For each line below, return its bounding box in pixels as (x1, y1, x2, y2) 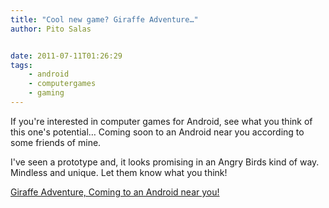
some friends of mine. (10, 136, 102, 148)
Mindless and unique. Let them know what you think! (10, 166, 228, 178)
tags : (10, 60, 33, 70)
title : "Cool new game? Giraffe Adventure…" (10, 14, 199, 25)
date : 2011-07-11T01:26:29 (10, 51, 123, 61)
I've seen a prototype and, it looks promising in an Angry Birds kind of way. (10, 156, 320, 168)
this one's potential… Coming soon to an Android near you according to (10, 126, 305, 138)
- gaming (28, 88, 65, 98)
